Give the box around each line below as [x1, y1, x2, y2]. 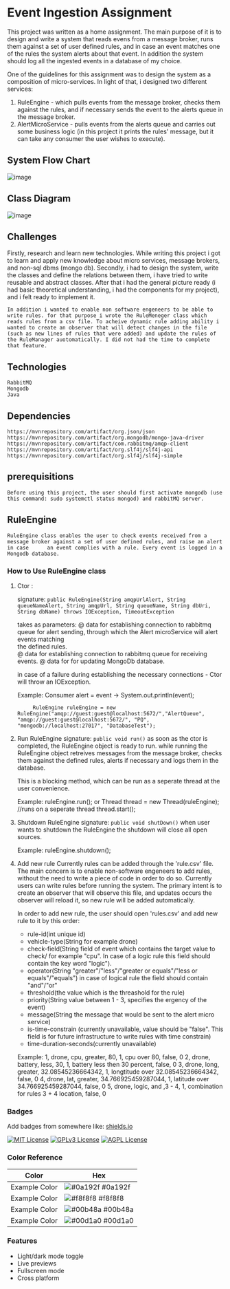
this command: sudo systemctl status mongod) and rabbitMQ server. [7, 495, 205, 502]
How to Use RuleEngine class [7, 566, 106, 576]
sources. [16, 832, 43, 841]
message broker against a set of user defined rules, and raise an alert [7, 538, 223, 545]
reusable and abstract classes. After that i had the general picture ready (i [7, 279, 216, 287]
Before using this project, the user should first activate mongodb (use [7, 489, 223, 496]
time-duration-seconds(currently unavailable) [27, 1039, 157, 1048]
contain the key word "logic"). [27, 959, 112, 967]
